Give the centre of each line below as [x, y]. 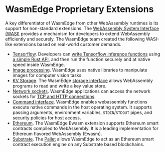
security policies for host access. [47, 117]
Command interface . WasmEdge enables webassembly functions [80, 101]
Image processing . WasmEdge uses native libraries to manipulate [80, 70]
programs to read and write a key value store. [59, 85]
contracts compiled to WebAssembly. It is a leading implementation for [86, 128]
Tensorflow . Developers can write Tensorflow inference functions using [86, 54]
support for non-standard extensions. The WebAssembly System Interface [82, 28]
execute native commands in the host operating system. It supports [82, 107]
